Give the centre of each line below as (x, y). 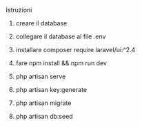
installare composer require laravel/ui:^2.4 (75, 50)
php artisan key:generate (51, 90)
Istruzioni (19, 10)
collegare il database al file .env (61, 36)
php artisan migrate (43, 103)
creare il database (41, 23)
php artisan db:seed (44, 116)
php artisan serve (41, 76)
